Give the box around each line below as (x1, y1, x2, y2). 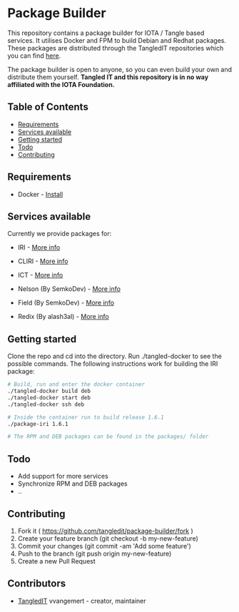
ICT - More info (17, 271, 63, 280)
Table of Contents (7, 101, 89, 113)
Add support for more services (17, 472, 108, 481)
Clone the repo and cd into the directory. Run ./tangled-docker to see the (7, 352, 223, 361)
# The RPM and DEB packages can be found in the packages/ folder (7, 433, 209, 440)
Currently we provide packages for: (7, 230, 112, 238)
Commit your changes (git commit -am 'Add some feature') (17, 541, 191, 550)
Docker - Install (17, 190, 63, 198)
